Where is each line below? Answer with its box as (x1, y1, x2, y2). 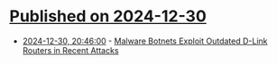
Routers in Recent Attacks (22, 44, 119, 55)
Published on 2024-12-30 (9, 6, 208, 27)
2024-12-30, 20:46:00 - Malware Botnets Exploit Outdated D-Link (22, 36, 268, 46)
